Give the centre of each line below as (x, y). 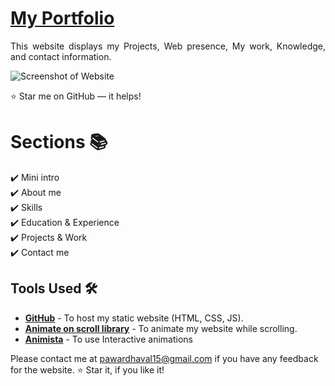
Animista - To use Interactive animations (108, 339)
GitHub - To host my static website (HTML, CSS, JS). (134, 318)
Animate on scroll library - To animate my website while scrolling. (161, 328)
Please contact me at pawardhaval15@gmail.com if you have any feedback (164, 358)
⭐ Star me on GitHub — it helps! (76, 96)
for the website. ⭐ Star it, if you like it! (87, 369)
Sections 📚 (59, 142)
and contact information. (61, 56)
